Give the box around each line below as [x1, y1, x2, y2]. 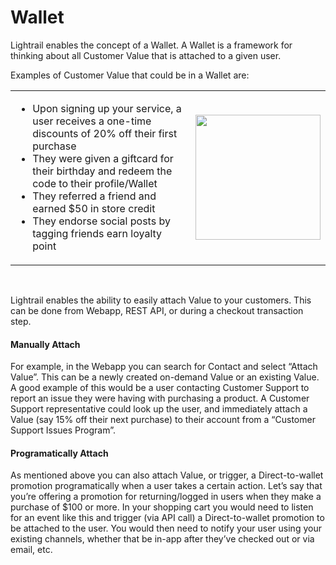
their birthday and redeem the [32, 164, 173, 178]
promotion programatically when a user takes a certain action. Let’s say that [10, 480, 323, 492]
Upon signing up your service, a [32, 101, 182, 115]
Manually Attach [10, 338, 81, 350]
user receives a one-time [32, 114, 152, 128]
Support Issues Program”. [10, 424, 117, 436]
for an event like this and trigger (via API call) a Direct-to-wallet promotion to [10, 512, 325, 524]
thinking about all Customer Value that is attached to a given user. [10, 49, 282, 61]
